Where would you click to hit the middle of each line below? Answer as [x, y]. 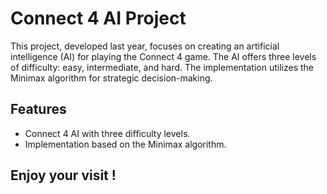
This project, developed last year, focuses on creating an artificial [145, 46]
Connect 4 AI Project [98, 18]
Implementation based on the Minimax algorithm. [125, 144]
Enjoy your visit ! [63, 175]
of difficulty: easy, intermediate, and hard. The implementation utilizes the [162, 67]
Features [38, 109]
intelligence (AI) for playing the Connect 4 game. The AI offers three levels [163, 56]
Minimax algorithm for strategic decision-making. [111, 78]
